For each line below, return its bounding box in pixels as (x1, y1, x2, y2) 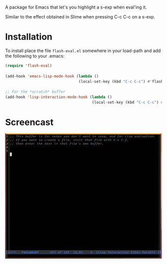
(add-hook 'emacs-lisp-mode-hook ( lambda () (5, 74, 99, 79)
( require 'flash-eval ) (5, 63, 52, 68)
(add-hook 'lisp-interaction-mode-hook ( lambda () (5, 94, 112, 100)
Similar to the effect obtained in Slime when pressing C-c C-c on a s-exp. (5, 14, 156, 19)
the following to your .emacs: (5, 53, 65, 59)
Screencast (5, 117, 54, 128)
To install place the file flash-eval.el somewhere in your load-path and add (5, 47, 161, 54)
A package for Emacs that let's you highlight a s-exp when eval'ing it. (5, 4, 147, 10)
